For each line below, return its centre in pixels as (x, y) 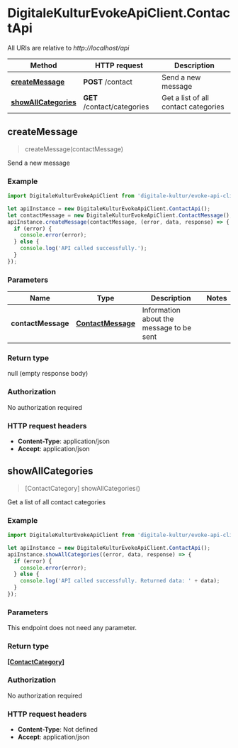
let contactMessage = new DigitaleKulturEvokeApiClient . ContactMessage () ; (120, 215)
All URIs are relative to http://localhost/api (68, 48)
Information (161, 310)
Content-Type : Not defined (57, 730)
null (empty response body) (48, 374)
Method (44, 65)
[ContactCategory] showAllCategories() (82, 488)
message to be (167, 328)
